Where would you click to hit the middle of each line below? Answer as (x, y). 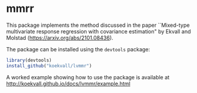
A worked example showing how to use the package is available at (88, 77)
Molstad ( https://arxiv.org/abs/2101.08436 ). (60, 38)
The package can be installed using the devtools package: (78, 49)
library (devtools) (29, 60)
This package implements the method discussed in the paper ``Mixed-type (98, 25)
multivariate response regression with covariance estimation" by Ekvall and (98, 31)
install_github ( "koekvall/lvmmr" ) (49, 66)
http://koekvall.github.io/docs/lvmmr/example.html (68, 83)
